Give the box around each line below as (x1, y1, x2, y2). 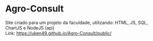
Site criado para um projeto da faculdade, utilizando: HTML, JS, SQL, (5, 19, 148, 25)
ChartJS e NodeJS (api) (5, 24, 55, 30)
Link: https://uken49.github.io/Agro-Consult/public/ (5, 30, 112, 36)
